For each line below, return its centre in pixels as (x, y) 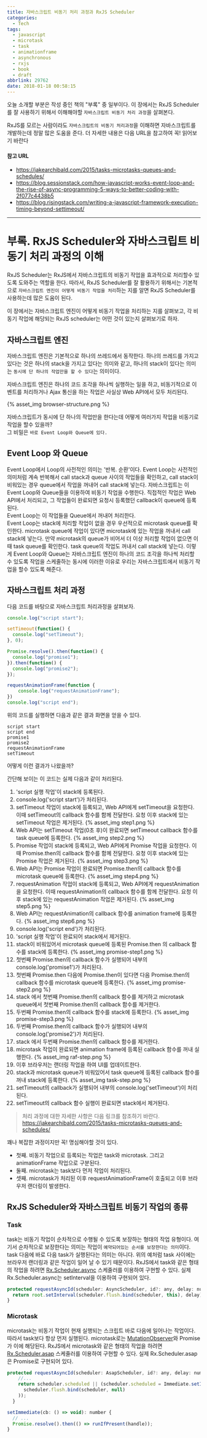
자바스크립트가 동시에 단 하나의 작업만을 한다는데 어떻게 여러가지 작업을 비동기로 (103, 417)
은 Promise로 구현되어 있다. (40, 1361)
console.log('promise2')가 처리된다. (60, 1034)
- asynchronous (32, 58)
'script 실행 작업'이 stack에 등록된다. (60, 791)
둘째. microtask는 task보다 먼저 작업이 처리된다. (74, 1170)
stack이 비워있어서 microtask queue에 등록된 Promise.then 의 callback (103, 944)
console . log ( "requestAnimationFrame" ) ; (69, 691)
